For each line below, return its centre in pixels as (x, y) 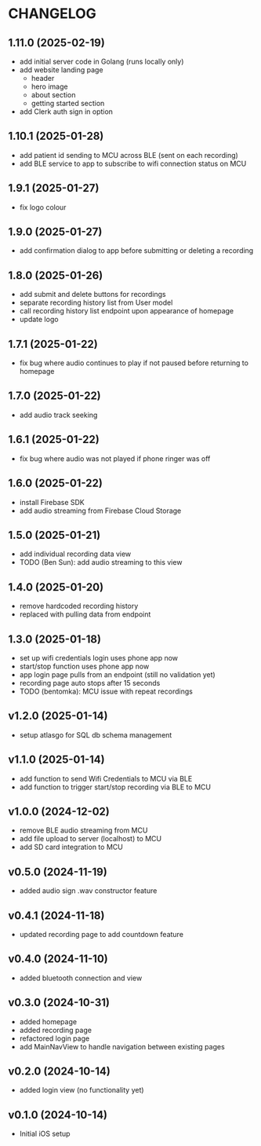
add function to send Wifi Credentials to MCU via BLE (106, 778)
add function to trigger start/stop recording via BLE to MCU (115, 787)
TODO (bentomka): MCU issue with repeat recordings (106, 691)
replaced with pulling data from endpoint (85, 614)
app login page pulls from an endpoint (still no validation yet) (117, 674)
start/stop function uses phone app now (84, 666)
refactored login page (54, 1038)
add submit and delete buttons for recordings (92, 295)
